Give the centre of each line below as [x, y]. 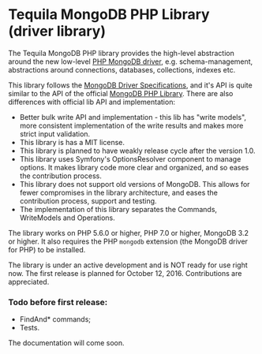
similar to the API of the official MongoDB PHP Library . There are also [121, 93]
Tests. [30, 328]
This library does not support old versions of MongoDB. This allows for [135, 184]
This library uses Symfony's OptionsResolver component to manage [130, 158]
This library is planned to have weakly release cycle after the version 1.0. [137, 151]
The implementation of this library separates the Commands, [118, 209]
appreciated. [29, 281]
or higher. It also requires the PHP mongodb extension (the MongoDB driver [128, 241]
